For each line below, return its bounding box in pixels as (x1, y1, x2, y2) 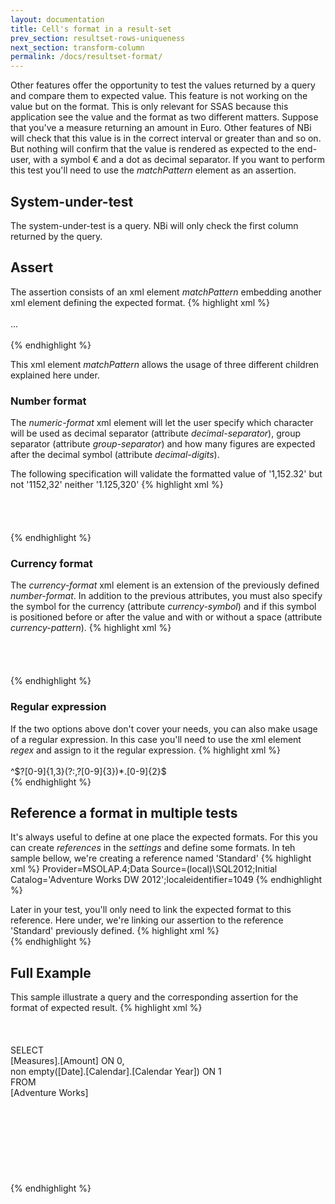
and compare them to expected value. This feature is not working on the (10, 90, 308, 102)
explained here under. (10, 369, 100, 381)
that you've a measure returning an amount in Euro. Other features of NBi (10, 122, 312, 134)
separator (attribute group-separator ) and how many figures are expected (10, 438, 316, 450)
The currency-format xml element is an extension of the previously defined (10, 579, 320, 591)
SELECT (10, 1044, 44, 1056)
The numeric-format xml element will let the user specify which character (10, 417, 314, 429)
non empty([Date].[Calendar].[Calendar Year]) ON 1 (10, 1066, 222, 1078)
